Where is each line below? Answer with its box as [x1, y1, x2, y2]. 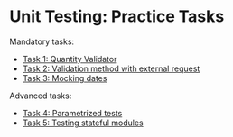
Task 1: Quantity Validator [22, 53, 117, 64]
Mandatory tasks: [9, 36, 75, 47]
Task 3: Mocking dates [22, 72, 107, 83]
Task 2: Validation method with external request [22, 63, 200, 74]
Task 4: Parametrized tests [22, 107, 123, 118]
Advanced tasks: [9, 90, 72, 101]
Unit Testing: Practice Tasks [9, 6, 225, 27]
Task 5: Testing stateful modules [22, 117, 144, 128]
